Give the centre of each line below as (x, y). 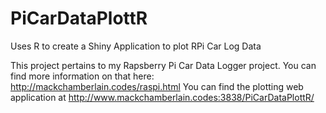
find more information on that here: (82, 76)
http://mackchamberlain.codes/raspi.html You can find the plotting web (157, 86)
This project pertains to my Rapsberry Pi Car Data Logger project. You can (163, 65)
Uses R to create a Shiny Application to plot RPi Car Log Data (136, 46)
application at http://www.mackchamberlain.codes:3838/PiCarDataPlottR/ (162, 97)
